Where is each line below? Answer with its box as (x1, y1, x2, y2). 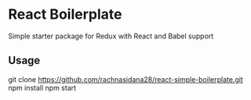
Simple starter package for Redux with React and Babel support (8, 31, 214, 41)
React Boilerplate (8, 5, 122, 23)
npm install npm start (8, 83, 77, 92)
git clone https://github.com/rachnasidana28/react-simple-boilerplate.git (8, 74, 243, 84)
